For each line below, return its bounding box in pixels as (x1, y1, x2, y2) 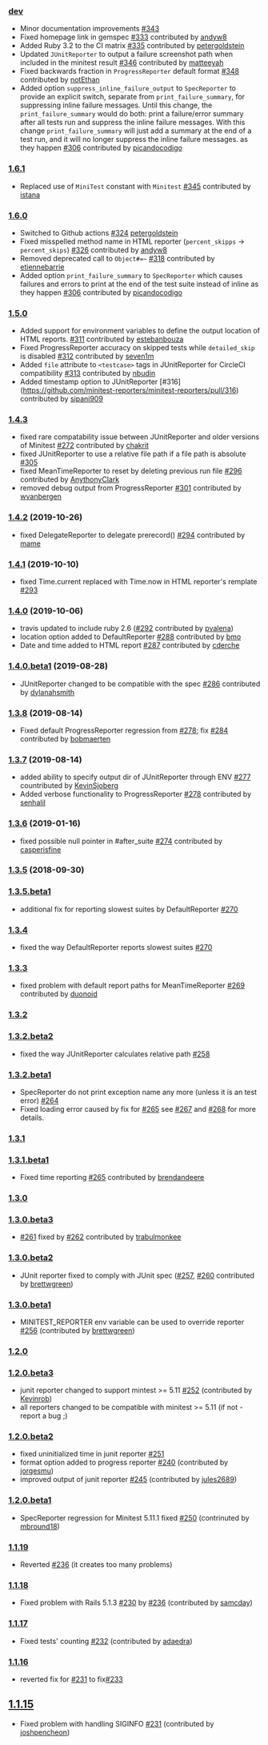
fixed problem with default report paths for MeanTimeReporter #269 (19, 980, 246, 991)
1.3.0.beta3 (8, 1214, 54, 1225)
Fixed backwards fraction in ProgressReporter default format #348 (19, 67, 240, 76)
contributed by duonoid (19, 989, 98, 999)
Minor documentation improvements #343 (19, 24, 160, 34)
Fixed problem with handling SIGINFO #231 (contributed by (19, 1719, 214, 1728)
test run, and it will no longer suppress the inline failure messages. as (19, 135, 248, 144)
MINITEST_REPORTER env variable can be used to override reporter (19, 1317, 245, 1327)
